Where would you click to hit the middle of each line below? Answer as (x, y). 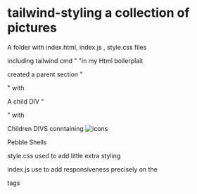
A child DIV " (26, 101)
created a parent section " (45, 74)
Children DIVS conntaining (46, 128)
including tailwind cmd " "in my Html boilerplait (75, 60)
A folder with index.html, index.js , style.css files (77, 47)
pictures (32, 28)
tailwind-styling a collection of (99, 13)
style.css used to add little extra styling (64, 155)
